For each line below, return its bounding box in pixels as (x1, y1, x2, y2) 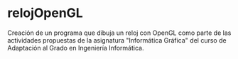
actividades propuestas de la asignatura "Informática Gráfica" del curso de (7, 36, 227, 44)
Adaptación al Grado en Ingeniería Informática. (7, 43, 144, 52)
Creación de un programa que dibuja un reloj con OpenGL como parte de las (7, 28, 232, 37)
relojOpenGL (7, 5, 83, 21)
